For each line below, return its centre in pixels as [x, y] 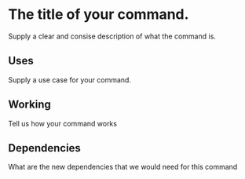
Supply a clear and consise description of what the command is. [112, 36]
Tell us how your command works [63, 123]
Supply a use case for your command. [70, 79]
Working [29, 105]
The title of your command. [99, 15]
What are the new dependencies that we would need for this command [123, 167]
